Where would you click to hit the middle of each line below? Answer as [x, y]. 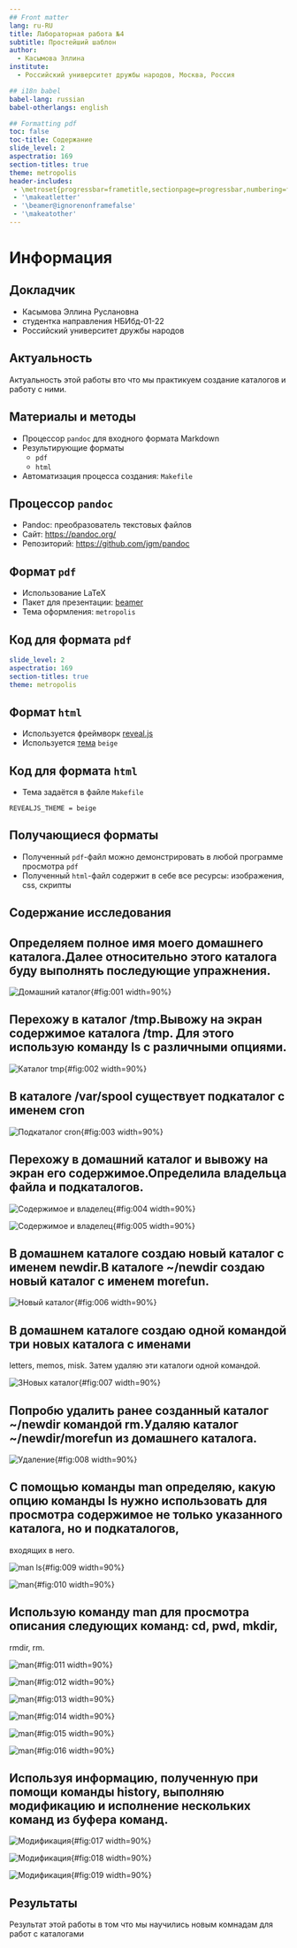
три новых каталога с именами [100, 1344]
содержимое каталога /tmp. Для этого [122, 1034]
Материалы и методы [73, 417]
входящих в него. [42, 1550]
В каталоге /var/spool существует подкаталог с [147, 1097]
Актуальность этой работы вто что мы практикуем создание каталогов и [148, 379]
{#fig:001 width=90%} [131, 992]
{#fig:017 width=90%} [111, 1841]
